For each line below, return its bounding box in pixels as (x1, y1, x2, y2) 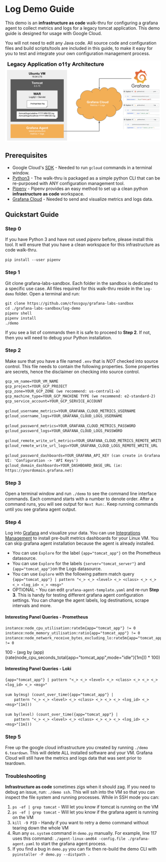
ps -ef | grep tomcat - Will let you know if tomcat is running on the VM (12, 804, 159, 810)
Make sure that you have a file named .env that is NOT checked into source (5, 358, 159, 364)
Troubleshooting (5, 773, 46, 780)
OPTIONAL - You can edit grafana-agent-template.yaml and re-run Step (12, 587, 159, 593)
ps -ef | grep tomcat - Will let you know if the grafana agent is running (12, 809, 159, 815)
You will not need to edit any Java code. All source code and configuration (5, 40, 157, 46)
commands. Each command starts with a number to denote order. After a (5, 496, 154, 502)
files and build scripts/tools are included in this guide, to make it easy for (5, 45, 153, 51)
